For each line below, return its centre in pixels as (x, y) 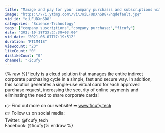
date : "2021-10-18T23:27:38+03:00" (41, 33)
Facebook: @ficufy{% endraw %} (39, 126)
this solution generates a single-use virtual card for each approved (72, 85)
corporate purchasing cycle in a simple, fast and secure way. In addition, (79, 79)
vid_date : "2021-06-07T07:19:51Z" (41, 37)
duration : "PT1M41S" (26, 42)
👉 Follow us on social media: (35, 113)
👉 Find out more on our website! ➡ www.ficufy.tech (58, 106)
